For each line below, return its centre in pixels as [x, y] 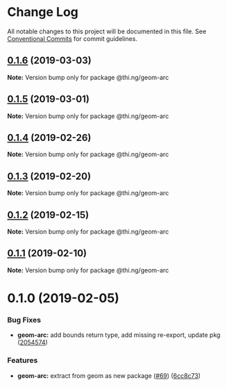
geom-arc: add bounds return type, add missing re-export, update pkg [119, 335]
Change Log [43, 12]
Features [23, 361]
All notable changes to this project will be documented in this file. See [107, 31]
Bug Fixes [24, 320]
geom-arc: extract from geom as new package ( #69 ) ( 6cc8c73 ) [109, 375]
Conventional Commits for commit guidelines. [72, 38]
